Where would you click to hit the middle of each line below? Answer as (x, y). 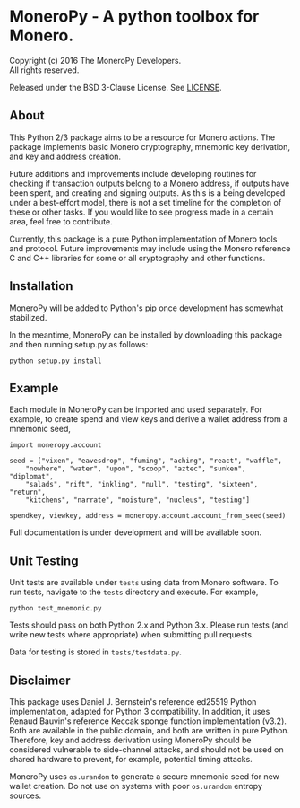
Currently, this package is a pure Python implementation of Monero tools (143, 239)
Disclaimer (40, 680)
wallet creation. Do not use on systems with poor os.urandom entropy (136, 786)
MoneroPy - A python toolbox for (134, 17)
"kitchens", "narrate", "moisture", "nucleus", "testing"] (138, 500)
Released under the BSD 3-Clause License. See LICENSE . (116, 87)
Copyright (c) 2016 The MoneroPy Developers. (95, 60)
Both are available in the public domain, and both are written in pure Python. (150, 730)
